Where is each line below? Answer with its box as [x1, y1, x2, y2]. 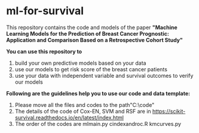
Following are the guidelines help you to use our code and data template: [6, 90, 190, 97]
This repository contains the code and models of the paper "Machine [6, 24, 177, 31]
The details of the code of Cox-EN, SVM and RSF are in [14, 107, 151, 115]
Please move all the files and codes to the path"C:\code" [14, 101, 155, 108]
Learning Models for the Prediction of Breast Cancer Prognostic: [6, 30, 169, 37]
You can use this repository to [6, 47, 82, 55]
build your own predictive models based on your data [14, 59, 146, 66]
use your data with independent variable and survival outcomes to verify [14, 72, 194, 79]
